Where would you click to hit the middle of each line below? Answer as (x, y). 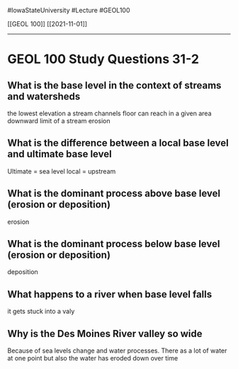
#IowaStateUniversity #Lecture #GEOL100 (69, 10)
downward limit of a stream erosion (59, 121)
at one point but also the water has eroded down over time (93, 358)
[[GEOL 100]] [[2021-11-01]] (47, 24)
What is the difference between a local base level (118, 143)
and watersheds (44, 96)
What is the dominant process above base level (114, 194)
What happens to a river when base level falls (110, 294)
